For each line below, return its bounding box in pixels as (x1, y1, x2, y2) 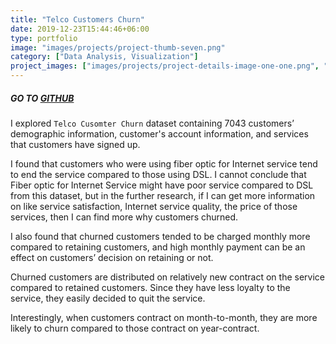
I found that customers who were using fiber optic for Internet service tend (10, 157, 318, 170)
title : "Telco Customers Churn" (10, 14, 145, 25)
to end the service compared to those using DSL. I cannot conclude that (10, 168, 307, 180)
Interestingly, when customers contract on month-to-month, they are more (10, 311, 318, 323)
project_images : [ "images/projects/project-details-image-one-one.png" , (10, 61, 320, 71)
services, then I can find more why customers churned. (10, 211, 239, 223)
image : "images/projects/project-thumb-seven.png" (10, 42, 226, 53)
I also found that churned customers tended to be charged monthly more (10, 230, 311, 242)
